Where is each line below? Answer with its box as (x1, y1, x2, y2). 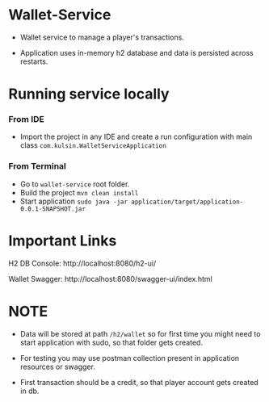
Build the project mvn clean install (19, 187, 139, 197)
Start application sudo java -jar (19, 196, 128, 206)
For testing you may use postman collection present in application (19, 353, 240, 362)
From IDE (8, 114, 44, 125)
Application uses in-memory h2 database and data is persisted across (19, 48, 254, 57)
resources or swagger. (19, 362, 95, 371)
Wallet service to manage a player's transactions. (19, 32, 184, 42)
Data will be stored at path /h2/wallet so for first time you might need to (19, 329, 261, 338)
